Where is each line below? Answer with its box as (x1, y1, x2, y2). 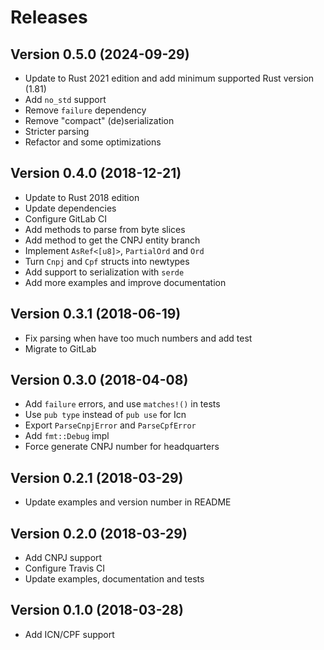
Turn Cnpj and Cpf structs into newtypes (24, 255, 190, 267)
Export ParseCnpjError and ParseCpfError (24, 419, 197, 431)
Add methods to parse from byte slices (24, 223, 186, 235)
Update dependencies (24, 202, 117, 214)
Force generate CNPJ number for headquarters (24, 441, 220, 453)
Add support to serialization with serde (24, 266, 185, 278)
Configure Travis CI (24, 562, 106, 575)
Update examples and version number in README (24, 496, 232, 508)
